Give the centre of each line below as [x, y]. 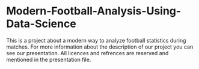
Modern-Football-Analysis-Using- [94, 11]
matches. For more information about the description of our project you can [100, 47]
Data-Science [41, 24]
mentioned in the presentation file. [49, 59]
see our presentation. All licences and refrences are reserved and [87, 53]
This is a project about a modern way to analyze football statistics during [96, 40]
